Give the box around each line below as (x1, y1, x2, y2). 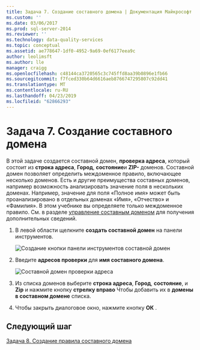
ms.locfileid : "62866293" (6, 98, 71, 104)
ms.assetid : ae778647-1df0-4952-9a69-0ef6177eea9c (6, 48, 136, 54)
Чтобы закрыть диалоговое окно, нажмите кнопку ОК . (14, 304, 157, 311)
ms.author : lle (6, 59, 44, 65)
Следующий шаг (6, 321, 72, 331)
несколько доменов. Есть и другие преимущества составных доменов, (6, 176, 190, 184)
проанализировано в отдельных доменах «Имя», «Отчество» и (6, 195, 169, 202)
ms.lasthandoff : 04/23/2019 (6, 93, 77, 99)
